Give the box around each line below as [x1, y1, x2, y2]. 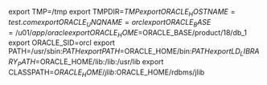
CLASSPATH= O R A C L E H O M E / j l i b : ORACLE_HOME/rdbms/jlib [8, 67, 205, 79]
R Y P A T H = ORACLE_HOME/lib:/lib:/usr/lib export [8, 57, 164, 68]
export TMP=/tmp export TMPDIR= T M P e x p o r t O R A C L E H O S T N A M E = [8, 7, 236, 18]
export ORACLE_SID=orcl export [8, 38, 115, 47]
